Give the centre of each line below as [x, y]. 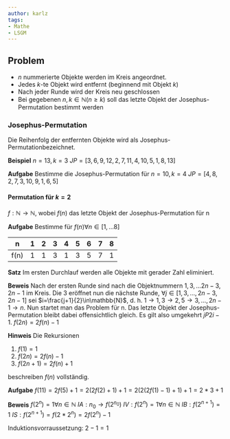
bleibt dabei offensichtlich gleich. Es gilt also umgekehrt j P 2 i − [132, 314]
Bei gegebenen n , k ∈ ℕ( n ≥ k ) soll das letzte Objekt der [97, 100]
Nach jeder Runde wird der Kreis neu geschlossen [89, 92]
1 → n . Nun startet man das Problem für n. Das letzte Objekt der [98, 308]
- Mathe [19, 26]
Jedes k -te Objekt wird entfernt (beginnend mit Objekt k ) [98, 85]
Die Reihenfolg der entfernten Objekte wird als [73, 140]
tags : [15, 20]
